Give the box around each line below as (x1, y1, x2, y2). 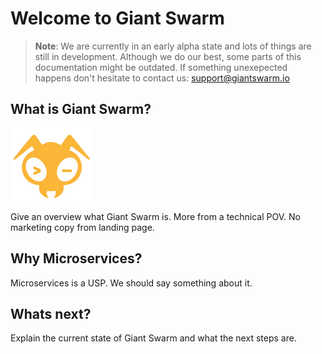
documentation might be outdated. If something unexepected (34, 61, 288, 73)
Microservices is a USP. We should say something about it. (10, 277, 253, 289)
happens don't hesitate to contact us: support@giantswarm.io (34, 72, 290, 84)
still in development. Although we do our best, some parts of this (34, 50, 302, 62)
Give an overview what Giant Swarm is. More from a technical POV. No (10, 210, 301, 222)
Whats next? (10, 305, 92, 322)
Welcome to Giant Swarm (10, 7, 225, 30)
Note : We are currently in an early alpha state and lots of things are (34, 40, 312, 52)
